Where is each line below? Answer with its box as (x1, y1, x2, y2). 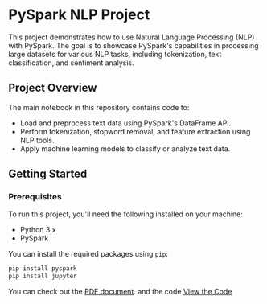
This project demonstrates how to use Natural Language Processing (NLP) (8, 32, 255, 42)
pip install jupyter (8, 272, 78, 281)
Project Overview (8, 81, 97, 95)
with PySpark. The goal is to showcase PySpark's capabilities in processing (8, 40, 259, 50)
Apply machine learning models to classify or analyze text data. (19, 143, 231, 154)
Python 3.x (19, 225, 56, 235)
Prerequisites (8, 191, 62, 203)
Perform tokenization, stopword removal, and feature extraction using (19, 126, 251, 136)
